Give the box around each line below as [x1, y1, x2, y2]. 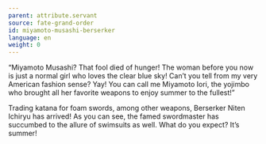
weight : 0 [8, 41, 41, 49]
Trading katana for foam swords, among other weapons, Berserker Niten [8, 104, 246, 113]
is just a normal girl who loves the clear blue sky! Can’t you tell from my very [8, 71, 258, 81]
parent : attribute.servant [8, 11, 98, 20]
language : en [8, 33, 52, 42]
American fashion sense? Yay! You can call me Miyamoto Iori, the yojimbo [8, 80, 250, 89]
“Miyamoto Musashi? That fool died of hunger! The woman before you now [8, 63, 254, 72]
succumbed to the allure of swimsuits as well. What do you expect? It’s [8, 120, 240, 130]
